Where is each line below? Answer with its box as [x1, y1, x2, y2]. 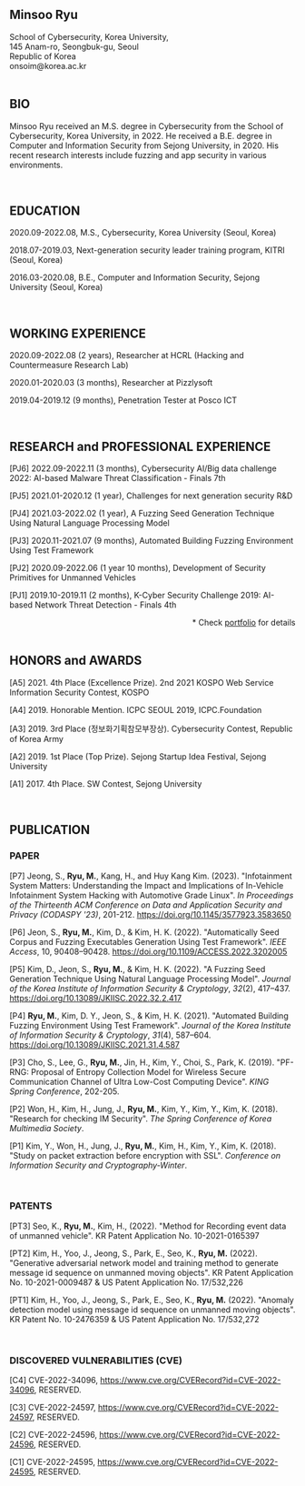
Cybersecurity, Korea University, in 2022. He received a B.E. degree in [9, 130, 272, 141]
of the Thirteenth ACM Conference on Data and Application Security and [9, 899, 283, 910]
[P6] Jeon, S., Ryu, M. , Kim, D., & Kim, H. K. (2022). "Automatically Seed [9, 927, 280, 938]
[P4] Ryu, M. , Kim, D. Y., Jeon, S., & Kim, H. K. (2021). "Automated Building [9, 1009, 289, 1021]
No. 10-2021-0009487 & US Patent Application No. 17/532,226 [9, 1277, 243, 1288]
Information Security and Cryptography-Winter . [9, 1160, 188, 1170]
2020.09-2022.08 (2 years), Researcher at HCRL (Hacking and [9, 350, 245, 361]
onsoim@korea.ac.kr [9, 60, 87, 71]
